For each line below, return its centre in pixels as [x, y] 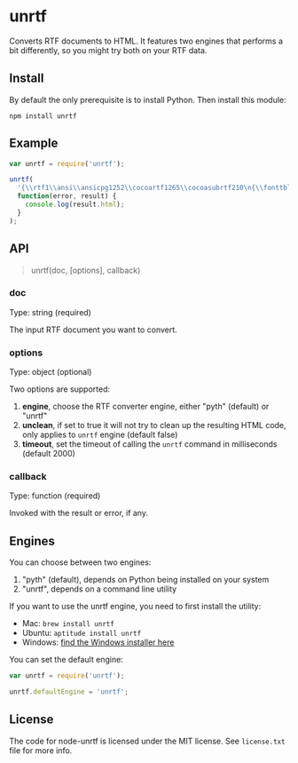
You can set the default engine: [67, 660]
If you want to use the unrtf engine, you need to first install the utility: [135, 607]
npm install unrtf [43, 116]
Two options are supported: [60, 389]
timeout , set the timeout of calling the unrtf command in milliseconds [149, 444]
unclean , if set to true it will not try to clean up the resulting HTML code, [154, 425]
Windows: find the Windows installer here [98, 642]
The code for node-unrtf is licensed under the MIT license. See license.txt [147, 741]
